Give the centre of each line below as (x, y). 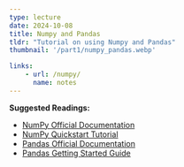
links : (21, 66)
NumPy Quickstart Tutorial (70, 134)
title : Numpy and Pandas (55, 34)
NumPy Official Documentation (78, 125)
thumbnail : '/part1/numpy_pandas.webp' (83, 50)
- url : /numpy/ (53, 75)
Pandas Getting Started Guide (76, 153)
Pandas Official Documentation (78, 143)
